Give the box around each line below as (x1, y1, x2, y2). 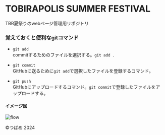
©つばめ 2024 (5, 124, 35, 131)
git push (12, 79, 31, 84)
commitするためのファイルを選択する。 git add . (12, 52, 115, 58)
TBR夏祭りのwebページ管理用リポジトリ (5, 20, 89, 26)
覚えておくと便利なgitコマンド (5, 34, 79, 41)
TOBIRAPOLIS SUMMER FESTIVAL (5, 3, 151, 15)
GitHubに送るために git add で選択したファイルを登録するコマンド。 (12, 68, 154, 74)
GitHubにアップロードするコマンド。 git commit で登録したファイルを (12, 84, 156, 90)
